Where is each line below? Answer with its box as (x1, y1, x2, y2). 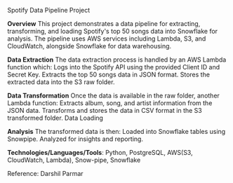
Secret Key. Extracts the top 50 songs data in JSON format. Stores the (7, 70, 211, 79)
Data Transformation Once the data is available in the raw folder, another (7, 91, 220, 100)
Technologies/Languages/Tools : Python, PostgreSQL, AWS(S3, (7, 149, 193, 156)
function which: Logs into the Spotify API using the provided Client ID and (7, 63, 220, 71)
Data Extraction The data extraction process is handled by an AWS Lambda (7, 55, 227, 64)
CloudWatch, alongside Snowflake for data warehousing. (7, 42, 172, 50)
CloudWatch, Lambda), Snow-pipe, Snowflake (7, 156, 141, 164)
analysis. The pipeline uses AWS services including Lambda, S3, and (7, 34, 206, 43)
